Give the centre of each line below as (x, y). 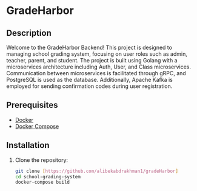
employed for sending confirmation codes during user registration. (89, 86)
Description (29, 33)
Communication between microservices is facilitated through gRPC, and (96, 73)
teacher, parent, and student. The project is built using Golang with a (92, 60)
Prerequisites (32, 105)
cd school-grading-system (48, 176)
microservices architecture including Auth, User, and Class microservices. (99, 67)
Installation (28, 145)
